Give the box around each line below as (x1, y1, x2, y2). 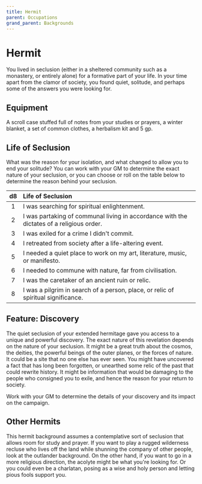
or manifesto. (23, 256, 60, 265)
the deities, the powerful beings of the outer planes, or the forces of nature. (6, 349, 194, 356)
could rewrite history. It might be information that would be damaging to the (6, 368, 194, 376)
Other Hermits (6, 416, 61, 427)
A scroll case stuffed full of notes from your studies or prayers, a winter (6, 119, 183, 126)
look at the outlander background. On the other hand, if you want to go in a (6, 451, 192, 459)
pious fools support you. (6, 471, 67, 478)
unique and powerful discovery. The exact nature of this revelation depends (6, 336, 194, 344)
